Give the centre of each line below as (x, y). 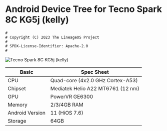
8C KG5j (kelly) (37, 20)
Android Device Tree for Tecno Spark (84, 9)
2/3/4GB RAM (67, 105)
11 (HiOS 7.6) (67, 113)
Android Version (27, 113)
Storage (17, 121)
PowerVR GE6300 (72, 97)
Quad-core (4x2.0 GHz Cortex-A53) (94, 80)
